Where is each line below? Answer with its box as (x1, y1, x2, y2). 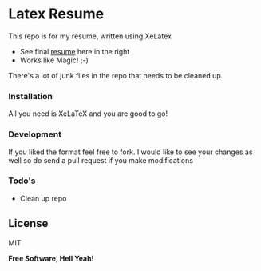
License (8, 217, 49, 230)
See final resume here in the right (19, 46, 130, 56)
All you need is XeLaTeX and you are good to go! (8, 109, 168, 118)
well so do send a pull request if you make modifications (8, 155, 194, 165)
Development (8, 129, 62, 140)
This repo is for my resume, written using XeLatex (8, 31, 172, 41)
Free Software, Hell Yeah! (8, 253, 94, 263)
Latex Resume (8, 5, 105, 23)
